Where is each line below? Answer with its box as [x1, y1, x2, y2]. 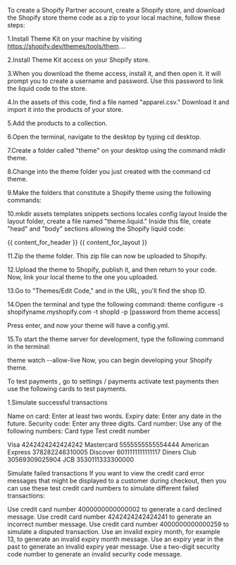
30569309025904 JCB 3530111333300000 [7, 455, 135, 464]
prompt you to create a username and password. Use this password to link [7, 77, 224, 85]
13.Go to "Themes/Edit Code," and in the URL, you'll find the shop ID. [7, 286, 206, 295]
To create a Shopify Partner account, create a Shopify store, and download [7, 6, 225, 14]
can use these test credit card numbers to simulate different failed [7, 484, 199, 492]
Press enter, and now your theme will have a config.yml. [7, 322, 170, 329]
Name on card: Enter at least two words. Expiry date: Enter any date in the [7, 412, 222, 420]
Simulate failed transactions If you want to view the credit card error [7, 469, 205, 477]
